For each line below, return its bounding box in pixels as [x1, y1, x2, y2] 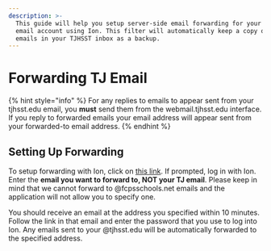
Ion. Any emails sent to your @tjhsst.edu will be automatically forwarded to [8, 225, 257, 234]
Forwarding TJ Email [8, 69, 148, 87]
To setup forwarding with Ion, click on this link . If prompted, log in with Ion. [8, 166, 256, 176]
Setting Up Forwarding [8, 144, 124, 158]
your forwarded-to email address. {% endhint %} [8, 122, 171, 132]
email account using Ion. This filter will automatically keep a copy [15, 27, 258, 35]
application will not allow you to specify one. [8, 192, 156, 202]
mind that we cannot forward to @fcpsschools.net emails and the [8, 183, 226, 193]
